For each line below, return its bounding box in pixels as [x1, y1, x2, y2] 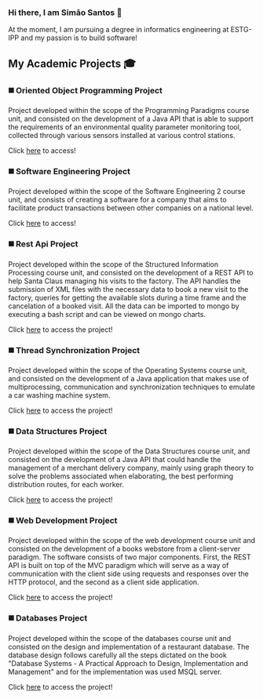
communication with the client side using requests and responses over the [8, 569, 249, 579]
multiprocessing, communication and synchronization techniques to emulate [8, 382, 255, 391]
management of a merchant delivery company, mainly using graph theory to [8, 463, 254, 473]
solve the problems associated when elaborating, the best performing [8, 471, 234, 481]
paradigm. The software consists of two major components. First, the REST [8, 552, 251, 562]
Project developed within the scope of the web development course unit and [8, 536, 256, 545]
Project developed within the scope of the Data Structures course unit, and [8, 446, 250, 456]
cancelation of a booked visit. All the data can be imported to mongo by [8, 301, 239, 311]
